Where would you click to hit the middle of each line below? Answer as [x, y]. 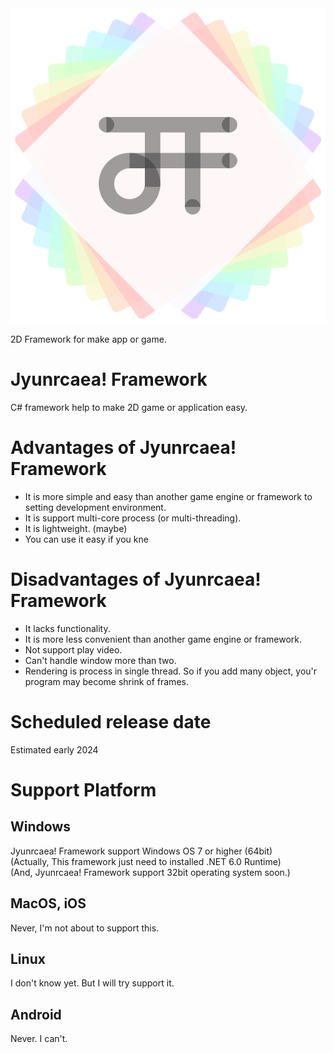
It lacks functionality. [67, 628]
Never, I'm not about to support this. [85, 928]
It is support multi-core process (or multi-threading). [133, 518]
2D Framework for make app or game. [88, 339]
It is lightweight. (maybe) [76, 528]
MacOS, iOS [48, 903]
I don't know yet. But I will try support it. [92, 983]
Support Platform [83, 789]
